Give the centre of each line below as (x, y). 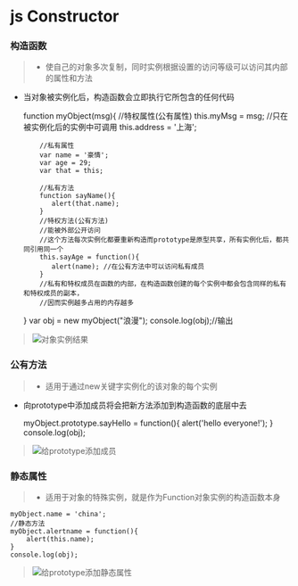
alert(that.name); (85, 204)
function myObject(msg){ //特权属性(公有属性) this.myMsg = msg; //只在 (155, 116)
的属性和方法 (69, 78)
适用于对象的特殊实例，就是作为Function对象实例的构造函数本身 (163, 498)
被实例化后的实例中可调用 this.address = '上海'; (110, 128)
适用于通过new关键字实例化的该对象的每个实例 (131, 386)
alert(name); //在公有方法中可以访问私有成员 (128, 267)
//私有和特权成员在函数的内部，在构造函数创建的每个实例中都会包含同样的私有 (163, 284)
